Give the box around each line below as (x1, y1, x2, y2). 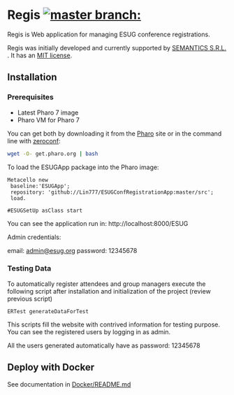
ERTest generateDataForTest (7, 308, 89, 315)
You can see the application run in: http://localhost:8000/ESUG (7, 219, 189, 227)
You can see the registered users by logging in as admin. (7, 327, 171, 336)
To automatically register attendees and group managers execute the (7, 280, 206, 288)
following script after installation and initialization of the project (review (7, 287, 211, 295)
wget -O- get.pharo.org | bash (7, 150, 98, 157)
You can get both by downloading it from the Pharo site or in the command (7, 129, 222, 138)
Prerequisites (7, 92, 54, 102)
